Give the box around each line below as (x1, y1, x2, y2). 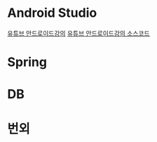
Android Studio (7, 5, 97, 21)
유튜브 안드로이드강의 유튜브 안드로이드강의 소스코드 (7, 29, 150, 37)
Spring (7, 54, 48, 70)
